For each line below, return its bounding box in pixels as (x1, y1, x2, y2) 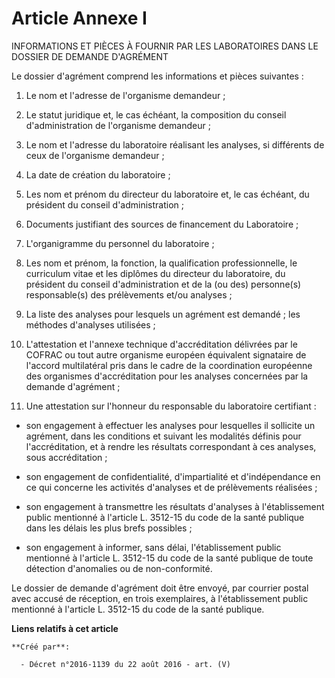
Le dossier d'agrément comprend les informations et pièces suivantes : (11, 70, 304, 82)
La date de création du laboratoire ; (25, 168, 171, 181)
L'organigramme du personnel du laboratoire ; (25, 237, 215, 249)
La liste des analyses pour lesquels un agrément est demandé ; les (25, 308, 301, 320)
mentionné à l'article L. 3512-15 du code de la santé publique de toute (25, 552, 314, 564)
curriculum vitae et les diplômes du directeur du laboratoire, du (25, 267, 286, 279)
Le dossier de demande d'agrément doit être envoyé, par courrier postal (11, 582, 309, 594)
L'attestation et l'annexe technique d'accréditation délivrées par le (25, 338, 298, 350)
